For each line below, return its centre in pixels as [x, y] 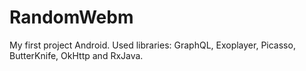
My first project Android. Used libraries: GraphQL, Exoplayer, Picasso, [152, 45]
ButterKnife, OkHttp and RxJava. [76, 55]
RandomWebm [71, 17]
